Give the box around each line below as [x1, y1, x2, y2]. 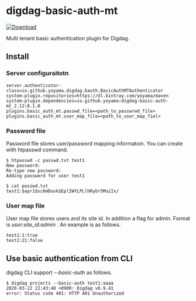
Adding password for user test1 [6, 172, 85, 179]
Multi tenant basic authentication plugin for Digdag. [6, 34, 130, 41]
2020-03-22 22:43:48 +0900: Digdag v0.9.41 [6, 285, 114, 292]
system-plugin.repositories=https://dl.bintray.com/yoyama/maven [6, 92, 169, 99]
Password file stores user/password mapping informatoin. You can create [6, 140, 183, 147]
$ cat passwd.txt [6, 183, 49, 189]
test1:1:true [6, 233, 38, 238]
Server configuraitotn [6, 69, 69, 77]
